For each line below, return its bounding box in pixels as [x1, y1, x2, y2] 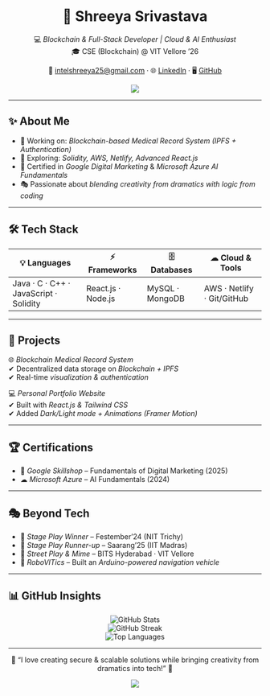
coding [19, 191, 44, 200]
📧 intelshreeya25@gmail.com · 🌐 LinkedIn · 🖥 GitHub [47, 65, 223, 75]
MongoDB [146, 293, 185, 304]
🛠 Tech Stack [8, 223, 79, 237]
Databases [150, 264, 193, 275]
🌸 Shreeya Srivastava [62, 7, 208, 26]
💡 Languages [19, 257, 72, 269]
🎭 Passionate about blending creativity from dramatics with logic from [19, 179, 256, 188]
